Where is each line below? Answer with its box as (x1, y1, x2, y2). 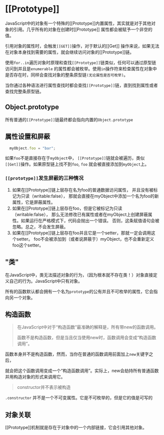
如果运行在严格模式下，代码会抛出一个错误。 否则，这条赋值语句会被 (21, 217, 160, 223)
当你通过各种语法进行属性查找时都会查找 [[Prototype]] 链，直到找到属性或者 (5, 82, 158, 88)
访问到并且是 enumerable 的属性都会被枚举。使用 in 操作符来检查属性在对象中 (5, 65, 157, 72)
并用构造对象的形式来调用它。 (5, 374, 65, 380)
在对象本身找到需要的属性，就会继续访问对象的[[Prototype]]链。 (5, 49, 135, 55)
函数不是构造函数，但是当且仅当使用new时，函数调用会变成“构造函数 (17, 335, 157, 341)
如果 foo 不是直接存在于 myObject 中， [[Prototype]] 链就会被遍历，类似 (5, 155, 145, 161)
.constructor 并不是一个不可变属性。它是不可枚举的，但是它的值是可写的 (5, 395, 153, 401)
